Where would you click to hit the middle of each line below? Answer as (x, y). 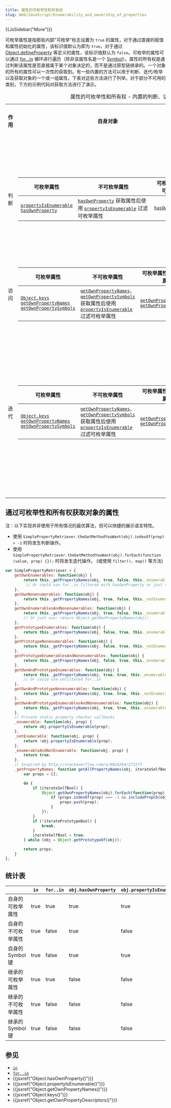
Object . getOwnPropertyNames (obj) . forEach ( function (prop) (103, 793)
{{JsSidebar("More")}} (29, 29)
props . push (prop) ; (79, 802)
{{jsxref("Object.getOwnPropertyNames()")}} (60, 1089)
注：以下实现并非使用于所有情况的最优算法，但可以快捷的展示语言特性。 (81, 526)
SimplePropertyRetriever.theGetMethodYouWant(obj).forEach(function (87, 555)
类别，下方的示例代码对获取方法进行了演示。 (52, 84)
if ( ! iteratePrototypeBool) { (64, 821)
